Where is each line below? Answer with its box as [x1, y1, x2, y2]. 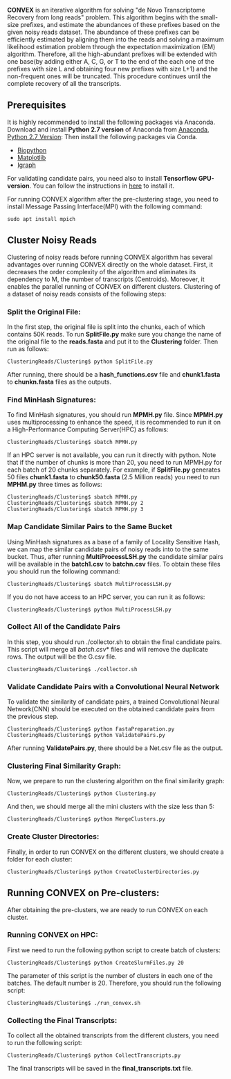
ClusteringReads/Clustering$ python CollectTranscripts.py [7, 1052, 181, 1059]
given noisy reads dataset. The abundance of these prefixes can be [7, 28, 200, 36]
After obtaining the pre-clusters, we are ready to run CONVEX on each [7, 905, 208, 913]
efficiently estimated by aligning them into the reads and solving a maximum [7, 35, 225, 44]
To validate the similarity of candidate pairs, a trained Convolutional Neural [7, 697, 220, 706]
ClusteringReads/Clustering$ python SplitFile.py [7, 358, 154, 365]
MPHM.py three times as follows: [7, 481, 102, 489]
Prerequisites [7, 100, 66, 112]
